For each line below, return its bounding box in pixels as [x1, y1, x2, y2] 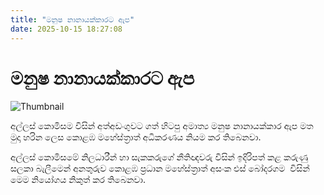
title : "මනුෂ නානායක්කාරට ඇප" [10, 14, 135, 25]
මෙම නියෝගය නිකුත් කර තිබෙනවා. [10, 174, 146, 186]
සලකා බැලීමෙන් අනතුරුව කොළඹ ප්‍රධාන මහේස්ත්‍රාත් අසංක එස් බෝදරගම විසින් [10, 162, 310, 175]
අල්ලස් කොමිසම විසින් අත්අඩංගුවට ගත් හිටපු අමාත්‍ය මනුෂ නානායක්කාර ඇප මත [10, 120, 314, 132]
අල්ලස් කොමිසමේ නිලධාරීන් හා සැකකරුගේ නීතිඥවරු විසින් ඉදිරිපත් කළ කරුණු [10, 151, 308, 163]
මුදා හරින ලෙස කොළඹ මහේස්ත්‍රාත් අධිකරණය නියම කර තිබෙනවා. [10, 131, 262, 143]
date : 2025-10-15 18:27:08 [10, 24, 123, 34]
